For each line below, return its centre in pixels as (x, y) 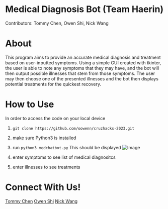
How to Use (30, 104)
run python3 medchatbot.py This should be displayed (67, 147)
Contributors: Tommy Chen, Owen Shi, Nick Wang (57, 23)
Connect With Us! (43, 187)
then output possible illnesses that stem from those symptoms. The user (80, 73)
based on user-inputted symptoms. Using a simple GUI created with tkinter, (83, 63)
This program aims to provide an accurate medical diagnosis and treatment (83, 57)
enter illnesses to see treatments (46, 167)
